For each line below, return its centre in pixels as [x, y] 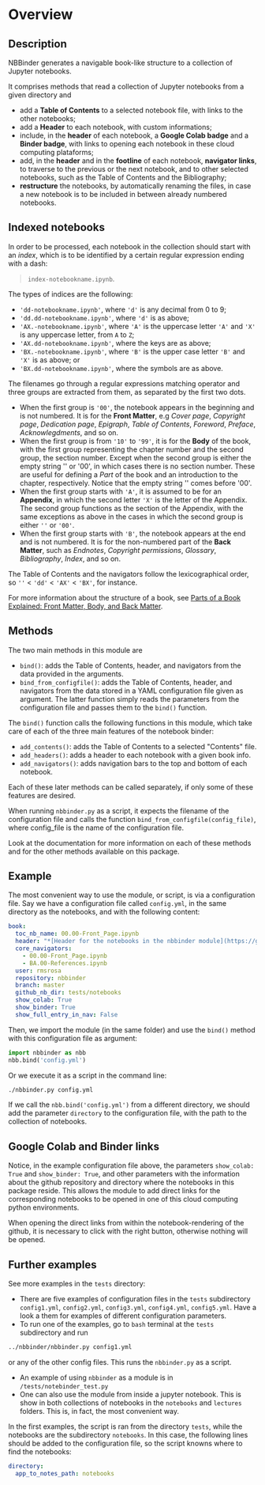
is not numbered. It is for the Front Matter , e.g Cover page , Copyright [132, 415]
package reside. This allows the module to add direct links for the [114, 1191]
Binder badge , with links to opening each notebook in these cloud [127, 144]
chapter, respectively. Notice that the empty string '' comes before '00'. [136, 483]
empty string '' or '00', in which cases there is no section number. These [137, 466]
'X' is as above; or [50, 360]
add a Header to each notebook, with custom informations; [116, 127]
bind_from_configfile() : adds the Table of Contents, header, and [126, 682]
